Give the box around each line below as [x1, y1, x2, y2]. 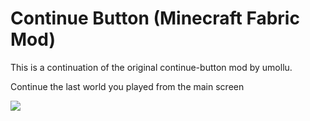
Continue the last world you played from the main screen [10, 80, 245, 92]
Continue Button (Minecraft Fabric [10, 7, 300, 30]
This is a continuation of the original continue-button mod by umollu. [10, 61, 293, 73]
